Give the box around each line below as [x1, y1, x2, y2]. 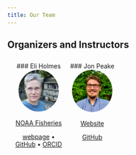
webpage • [22, 132, 55, 141]
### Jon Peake [69, 62, 115, 70]
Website [80, 119, 105, 127]
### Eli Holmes [16, 62, 62, 70]
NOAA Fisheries [15, 118, 62, 127]
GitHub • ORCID [15, 139, 62, 149]
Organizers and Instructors [7, 39, 130, 51]
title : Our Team [7, 11, 55, 18]
